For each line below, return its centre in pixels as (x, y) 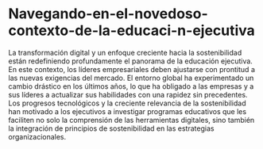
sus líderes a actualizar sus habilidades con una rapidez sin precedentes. (128, 94)
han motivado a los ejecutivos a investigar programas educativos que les (128, 111)
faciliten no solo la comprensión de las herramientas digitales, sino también (131, 120)
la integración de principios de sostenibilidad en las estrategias (111, 128)
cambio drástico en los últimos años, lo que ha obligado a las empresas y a (131, 86)
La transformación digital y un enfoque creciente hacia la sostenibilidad (125, 52)
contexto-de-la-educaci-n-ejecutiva (132, 31)
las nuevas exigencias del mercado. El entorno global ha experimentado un (131, 78)
